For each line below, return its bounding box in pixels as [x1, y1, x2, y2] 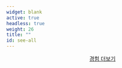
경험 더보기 [89, 55, 116, 62]
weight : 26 [6, 26, 34, 32]
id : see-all [6, 37, 37, 43]
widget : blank [6, 9, 43, 15]
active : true [6, 15, 40, 21]
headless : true [6, 20, 45, 26]
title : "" [6, 32, 32, 38]
